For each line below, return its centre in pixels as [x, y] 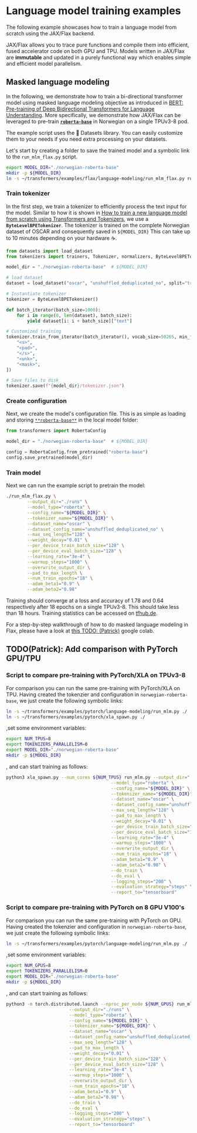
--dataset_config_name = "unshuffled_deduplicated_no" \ [96, 529]
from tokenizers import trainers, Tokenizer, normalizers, [80, 256]
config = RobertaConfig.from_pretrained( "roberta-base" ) [77, 452]
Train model [23, 472]
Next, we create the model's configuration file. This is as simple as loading [96, 414]
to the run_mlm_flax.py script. [42, 157]
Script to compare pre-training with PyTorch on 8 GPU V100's [95, 907]
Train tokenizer [28, 194]
